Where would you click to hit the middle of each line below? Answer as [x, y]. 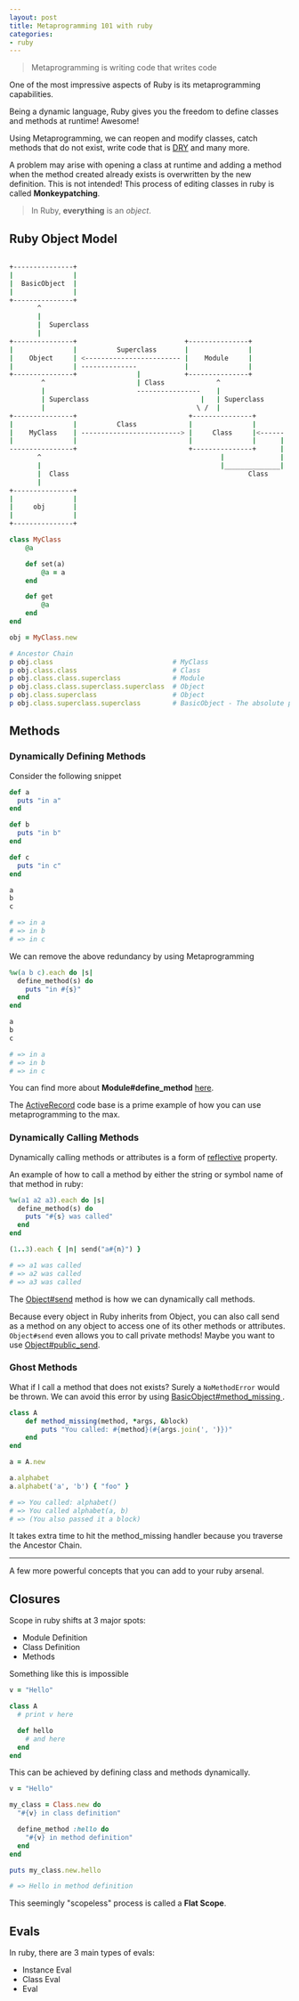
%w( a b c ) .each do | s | [51, 972]
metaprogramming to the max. [65, 1115]
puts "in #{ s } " [53, 989]
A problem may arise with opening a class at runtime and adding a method [145, 165]
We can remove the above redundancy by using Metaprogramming [132, 956]
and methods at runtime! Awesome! [74, 121]
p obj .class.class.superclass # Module [107, 679]
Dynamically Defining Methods [78, 756]
